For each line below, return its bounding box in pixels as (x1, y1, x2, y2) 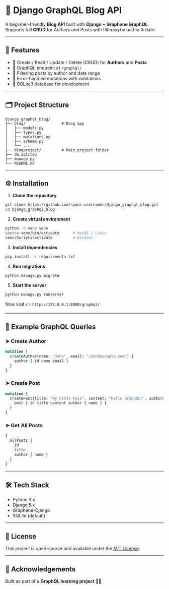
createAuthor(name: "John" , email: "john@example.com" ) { (10, 354, 134, 359)
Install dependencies (12, 244, 58, 250)
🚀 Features (5, 46, 40, 54)
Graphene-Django (12, 507, 50, 513)
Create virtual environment (12, 216, 70, 222)
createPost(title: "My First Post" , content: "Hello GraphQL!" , (10, 396, 147, 401)
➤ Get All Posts (5, 422, 43, 429)
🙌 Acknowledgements (5, 565, 76, 573)
